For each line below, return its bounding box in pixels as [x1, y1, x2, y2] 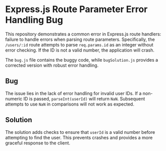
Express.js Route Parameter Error [5, 4, 148, 15]
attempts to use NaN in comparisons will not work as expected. [5, 101, 135, 107]
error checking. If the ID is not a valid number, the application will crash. [5, 47, 155, 53]
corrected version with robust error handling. [5, 62, 99, 68]
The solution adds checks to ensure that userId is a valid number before [5, 129, 155, 135]
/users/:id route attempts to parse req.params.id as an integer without [5, 41, 154, 47]
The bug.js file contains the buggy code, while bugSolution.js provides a [5, 57, 158, 63]
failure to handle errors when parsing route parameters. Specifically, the [5, 36, 155, 42]
